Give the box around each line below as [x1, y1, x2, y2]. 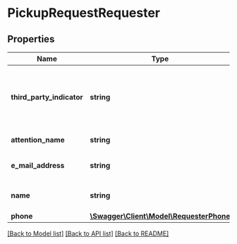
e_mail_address [11, 161, 65, 170]
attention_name [11, 135, 65, 145]
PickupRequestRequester [7, 5, 161, 21]
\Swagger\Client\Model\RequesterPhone [90, 212, 231, 221]
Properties [7, 33, 55, 45]
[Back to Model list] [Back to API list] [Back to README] [7, 229, 169, 238]
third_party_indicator [11, 92, 83, 102]
